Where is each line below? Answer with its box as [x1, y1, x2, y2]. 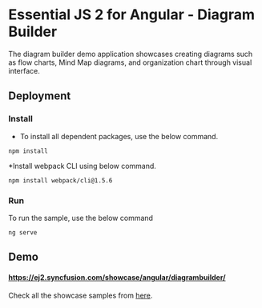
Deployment [8, 90, 71, 103]
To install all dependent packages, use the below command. [19, 131, 219, 141]
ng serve [8, 228, 38, 237]
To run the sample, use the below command [8, 213, 154, 222]
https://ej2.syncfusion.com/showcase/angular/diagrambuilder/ [8, 272, 226, 282]
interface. [8, 66, 40, 75]
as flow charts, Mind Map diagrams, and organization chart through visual [8, 58, 252, 67]
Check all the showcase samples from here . [8, 290, 153, 300]
